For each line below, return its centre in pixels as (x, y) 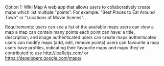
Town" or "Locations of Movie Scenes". (45, 17)
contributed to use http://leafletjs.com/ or (47, 53)
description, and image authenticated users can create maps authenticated (81, 37)
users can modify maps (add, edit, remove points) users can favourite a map (82, 43)
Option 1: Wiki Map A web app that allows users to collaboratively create (78, 7)
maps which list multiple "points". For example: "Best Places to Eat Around (80, 12)
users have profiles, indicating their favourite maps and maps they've (75, 48)
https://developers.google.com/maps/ (43, 58)
